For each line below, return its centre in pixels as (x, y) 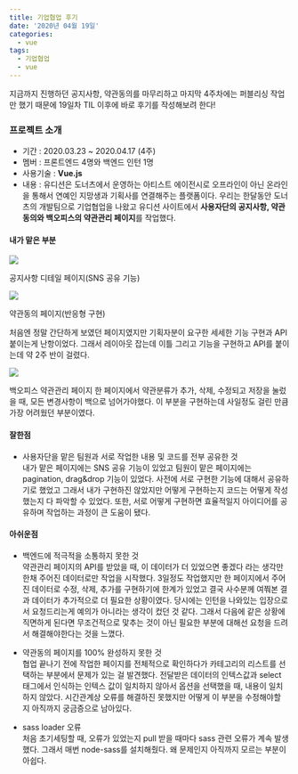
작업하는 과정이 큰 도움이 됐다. (98, 512)
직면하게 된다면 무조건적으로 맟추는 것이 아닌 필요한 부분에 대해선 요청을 (147, 622)
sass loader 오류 (52, 727)
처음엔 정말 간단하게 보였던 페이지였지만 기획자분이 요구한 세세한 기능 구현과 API (148, 333)
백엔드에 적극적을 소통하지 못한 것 (81, 555)
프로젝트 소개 (36, 130)
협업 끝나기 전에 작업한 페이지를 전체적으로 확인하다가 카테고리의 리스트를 (149, 664)
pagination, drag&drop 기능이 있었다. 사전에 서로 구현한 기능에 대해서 (144, 478)
